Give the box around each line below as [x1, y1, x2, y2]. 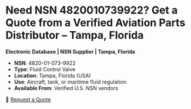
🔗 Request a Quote [5, 95, 51, 103]
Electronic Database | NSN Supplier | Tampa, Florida [5, 48, 136, 55]
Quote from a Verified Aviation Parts [5, 16, 186, 29]
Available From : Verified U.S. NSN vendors [14, 84, 119, 91]
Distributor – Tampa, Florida [5, 29, 144, 42]
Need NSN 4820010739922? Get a [5, 4, 178, 17]
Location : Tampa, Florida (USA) [14, 72, 92, 79]
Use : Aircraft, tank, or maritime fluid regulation [14, 78, 127, 85]
